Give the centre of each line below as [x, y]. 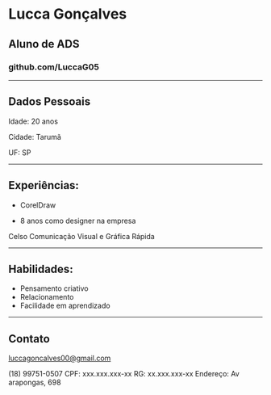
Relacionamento [47, 297]
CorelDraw [38, 205]
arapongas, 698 [35, 382]
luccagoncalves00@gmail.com [60, 358]
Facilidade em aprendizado [65, 306]
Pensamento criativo [54, 288]
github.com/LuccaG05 [54, 67]
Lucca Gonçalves [68, 14]
